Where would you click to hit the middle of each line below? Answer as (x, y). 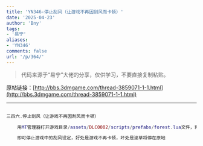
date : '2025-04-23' (31, 17)
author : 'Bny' (24, 23)
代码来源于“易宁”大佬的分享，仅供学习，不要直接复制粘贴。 (95, 75)
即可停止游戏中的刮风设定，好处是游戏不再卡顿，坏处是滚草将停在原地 (92, 138)
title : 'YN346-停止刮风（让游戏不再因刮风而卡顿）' (65, 12)
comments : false (27, 51)
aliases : (17, 40)
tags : (13, 29)
